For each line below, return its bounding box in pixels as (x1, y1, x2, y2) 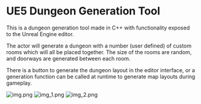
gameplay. (6, 79, 32, 87)
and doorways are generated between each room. (6, 55, 131, 62)
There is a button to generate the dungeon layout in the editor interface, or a (6, 66, 196, 73)
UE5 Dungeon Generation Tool (6, 4, 161, 18)
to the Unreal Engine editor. (6, 30, 74, 37)
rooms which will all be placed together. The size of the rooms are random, (6, 48, 192, 55)
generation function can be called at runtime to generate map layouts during (6, 73, 196, 80)
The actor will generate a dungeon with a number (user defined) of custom (6, 42, 191, 49)
